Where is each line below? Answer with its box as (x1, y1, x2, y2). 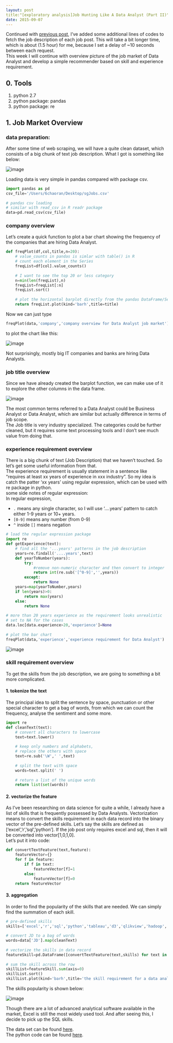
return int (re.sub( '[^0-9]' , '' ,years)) (33, 570, 119, 575)
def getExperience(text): (6, 542, 61, 547)
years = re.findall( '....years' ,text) (15, 551, 94, 556)
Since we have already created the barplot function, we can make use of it (6, 380, 163, 386)
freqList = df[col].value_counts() (15, 264, 87, 269)
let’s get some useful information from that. (6, 463, 97, 469)
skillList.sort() (6, 972, 43, 977)
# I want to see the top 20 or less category (15, 273, 114, 278)
